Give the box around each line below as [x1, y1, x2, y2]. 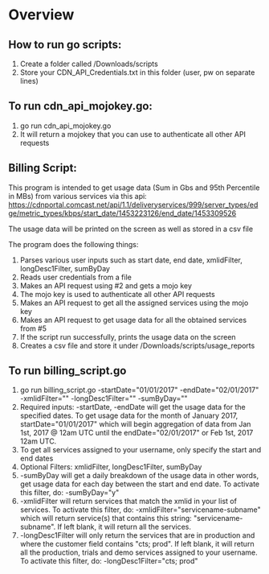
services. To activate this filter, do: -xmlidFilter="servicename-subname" [19, 505, 261, 514]
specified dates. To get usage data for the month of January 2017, [19, 411, 238, 420]
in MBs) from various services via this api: [8, 191, 147, 200]
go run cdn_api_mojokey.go [19, 121, 112, 130]
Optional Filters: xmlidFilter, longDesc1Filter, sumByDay [19, 462, 202, 472]
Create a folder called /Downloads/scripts [19, 59, 158, 68]
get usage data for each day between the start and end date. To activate [19, 479, 260, 489]
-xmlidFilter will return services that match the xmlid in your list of [19, 497, 237, 506]
